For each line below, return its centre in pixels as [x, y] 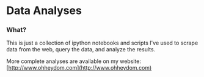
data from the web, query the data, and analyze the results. [81, 50]
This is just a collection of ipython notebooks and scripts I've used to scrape [102, 43]
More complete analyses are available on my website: [74, 61]
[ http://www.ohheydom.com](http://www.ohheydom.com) [79, 68]
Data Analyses [44, 11]
